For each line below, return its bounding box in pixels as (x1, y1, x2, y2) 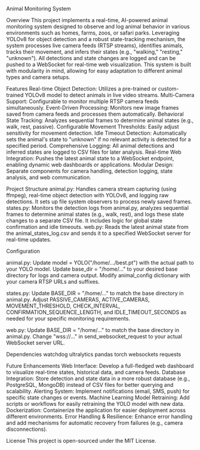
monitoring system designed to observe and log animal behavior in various (6, 23, 190, 30)
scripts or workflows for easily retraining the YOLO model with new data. (6, 401, 185, 407)
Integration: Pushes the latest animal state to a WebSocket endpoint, (6, 155, 174, 162)
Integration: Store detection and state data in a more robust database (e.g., (6, 375, 190, 382)
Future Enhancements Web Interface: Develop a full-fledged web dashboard (6, 362, 194, 369)
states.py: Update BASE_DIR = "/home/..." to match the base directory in (6, 290, 184, 297)
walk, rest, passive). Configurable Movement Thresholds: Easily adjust (6, 123, 179, 130)
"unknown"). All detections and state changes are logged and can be (6, 55, 176, 61)
